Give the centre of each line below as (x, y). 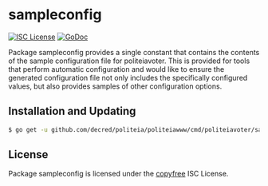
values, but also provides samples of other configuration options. (115, 86)
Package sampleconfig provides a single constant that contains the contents (134, 52)
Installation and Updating (72, 111)
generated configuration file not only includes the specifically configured (128, 77)
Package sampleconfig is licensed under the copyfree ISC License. (118, 174)
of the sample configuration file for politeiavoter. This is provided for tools (129, 61)
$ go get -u (28, 129)
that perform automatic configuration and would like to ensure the (116, 69)
